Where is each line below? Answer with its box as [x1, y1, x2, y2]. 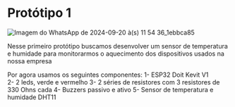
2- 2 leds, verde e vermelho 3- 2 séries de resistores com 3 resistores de [7, 77, 220, 86]
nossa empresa [7, 56, 52, 65]
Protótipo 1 [7, 5, 72, 21]
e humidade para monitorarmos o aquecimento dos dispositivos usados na [7, 49, 224, 58]
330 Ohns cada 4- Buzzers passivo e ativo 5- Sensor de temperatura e [7, 85, 214, 94]
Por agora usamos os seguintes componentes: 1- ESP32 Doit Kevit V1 [7, 70, 209, 79]
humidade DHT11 [7, 93, 56, 101]
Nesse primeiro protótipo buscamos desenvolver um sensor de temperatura [7, 42, 228, 50]
